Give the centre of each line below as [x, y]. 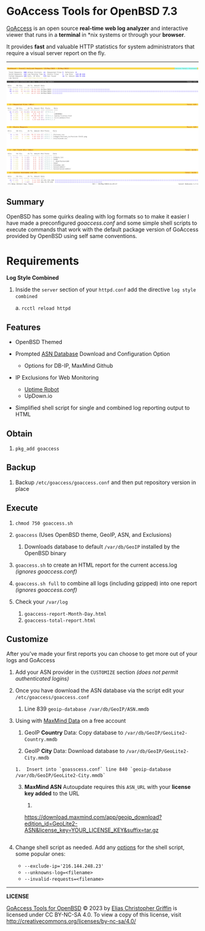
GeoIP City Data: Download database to [74, 751]
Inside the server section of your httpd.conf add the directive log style [106, 290]
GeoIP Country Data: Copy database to [74, 733]
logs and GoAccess [31, 660]
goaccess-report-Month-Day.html [65, 614]
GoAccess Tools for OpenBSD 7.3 [92, 11]
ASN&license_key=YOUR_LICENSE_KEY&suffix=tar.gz [92, 830]
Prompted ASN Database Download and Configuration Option [92, 354]
